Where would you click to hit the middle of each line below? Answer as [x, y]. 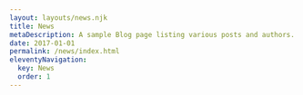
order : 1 [34, 77]
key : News [36, 69]
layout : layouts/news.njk [58, 18]
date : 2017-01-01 [42, 43]
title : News [32, 26]
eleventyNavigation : [49, 60]
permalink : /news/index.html [65, 52]
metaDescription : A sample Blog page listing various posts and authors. [152, 34]
